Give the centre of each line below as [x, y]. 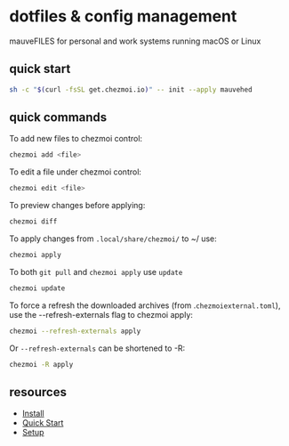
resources [38, 392]
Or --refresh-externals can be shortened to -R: [97, 348]
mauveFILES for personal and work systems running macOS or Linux [135, 41]
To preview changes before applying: [77, 206]
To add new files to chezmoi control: [76, 139]
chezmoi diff [33, 222]
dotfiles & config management [123, 16]
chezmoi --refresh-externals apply [75, 331]
